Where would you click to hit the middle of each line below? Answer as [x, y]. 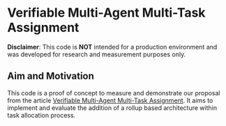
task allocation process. [42, 115]
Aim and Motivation [51, 76]
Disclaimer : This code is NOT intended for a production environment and [112, 47]
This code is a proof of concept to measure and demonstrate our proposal [114, 93]
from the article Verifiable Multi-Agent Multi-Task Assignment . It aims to [110, 100]
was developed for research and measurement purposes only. [97, 54]
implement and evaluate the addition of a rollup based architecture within [112, 108]
